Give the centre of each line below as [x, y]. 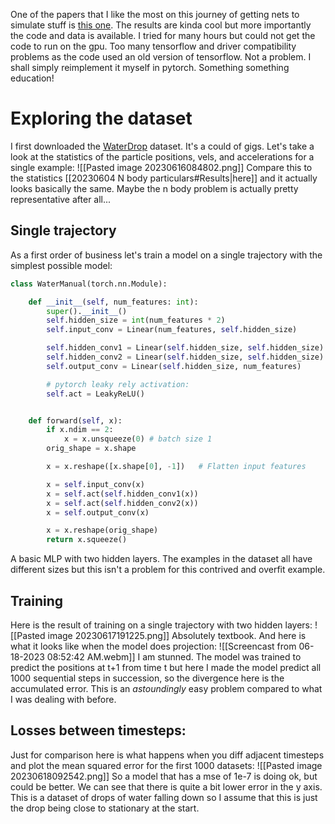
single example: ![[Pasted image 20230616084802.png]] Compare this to [161, 167]
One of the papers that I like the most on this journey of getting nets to [155, 14]
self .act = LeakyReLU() [95, 394]
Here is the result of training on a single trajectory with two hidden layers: [161, 625]
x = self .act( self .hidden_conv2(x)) [122, 503]
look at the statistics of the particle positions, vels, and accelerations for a [162, 156]
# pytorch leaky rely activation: [118, 384]
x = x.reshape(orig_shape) [102, 530]
